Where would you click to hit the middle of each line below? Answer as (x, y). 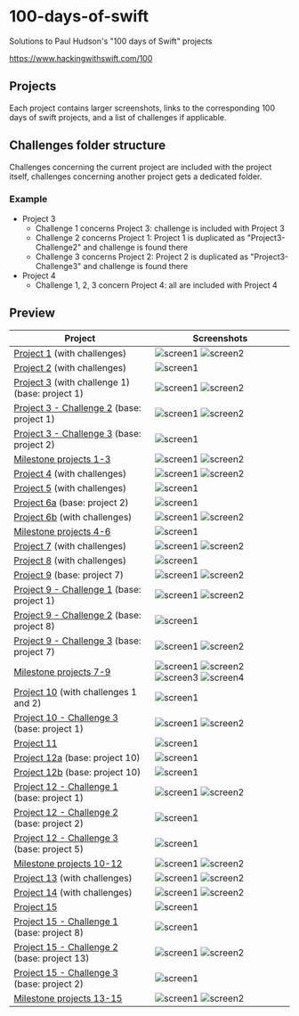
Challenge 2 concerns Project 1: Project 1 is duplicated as (140, 237)
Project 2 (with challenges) (70, 367)
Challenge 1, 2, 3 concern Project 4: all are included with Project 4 (156, 285)
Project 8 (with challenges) (70, 561)
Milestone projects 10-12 (68, 864)
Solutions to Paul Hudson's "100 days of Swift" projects (111, 41)
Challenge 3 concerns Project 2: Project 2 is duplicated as (142, 257)
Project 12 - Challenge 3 (66, 838)
